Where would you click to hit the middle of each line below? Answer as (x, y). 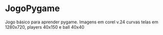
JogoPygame (32, 9)
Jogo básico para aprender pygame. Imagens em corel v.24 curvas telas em (82, 22)
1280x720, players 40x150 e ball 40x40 (45, 27)
